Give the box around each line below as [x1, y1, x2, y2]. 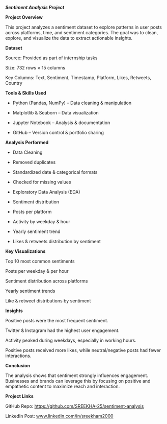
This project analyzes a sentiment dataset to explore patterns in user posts [5, 24, 162, 30]
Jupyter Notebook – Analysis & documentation [12, 120, 110, 126]
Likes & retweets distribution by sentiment [12, 239, 101, 244]
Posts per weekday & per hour [5, 268, 69, 274]
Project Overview [5, 14, 43, 20]
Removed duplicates [12, 159, 56, 165]
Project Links [5, 393, 34, 399]
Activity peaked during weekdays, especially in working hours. [5, 337, 136, 343]
